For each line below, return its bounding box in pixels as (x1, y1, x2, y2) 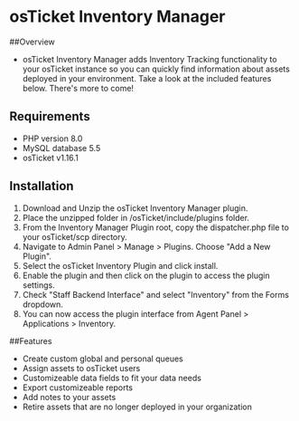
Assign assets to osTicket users (22, 362, 141, 373)
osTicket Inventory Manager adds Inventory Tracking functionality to (22, 53, 277, 64)
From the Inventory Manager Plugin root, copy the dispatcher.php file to (22, 222, 289, 233)
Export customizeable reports (22, 382, 134, 393)
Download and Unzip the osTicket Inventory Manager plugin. (22, 202, 248, 214)
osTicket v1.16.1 (22, 152, 79, 163)
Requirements (9, 109, 90, 124)
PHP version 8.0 (22, 133, 83, 144)
